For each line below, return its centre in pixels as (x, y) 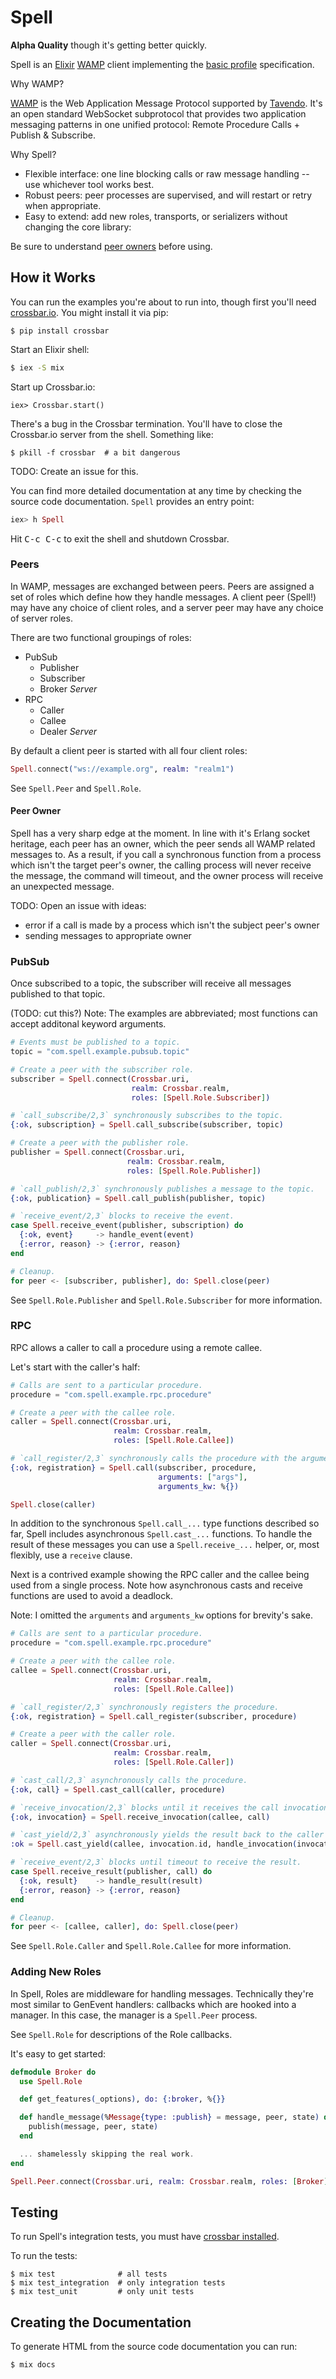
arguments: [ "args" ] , (203, 1477)
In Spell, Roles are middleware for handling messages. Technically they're (162, 1993)
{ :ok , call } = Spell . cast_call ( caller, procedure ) (118, 1789)
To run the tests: (44, 2256)
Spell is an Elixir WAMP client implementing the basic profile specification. (162, 64)
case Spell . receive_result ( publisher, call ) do (111, 1872)
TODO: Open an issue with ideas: (78, 905)
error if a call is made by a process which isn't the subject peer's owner (172, 925)
